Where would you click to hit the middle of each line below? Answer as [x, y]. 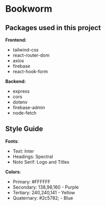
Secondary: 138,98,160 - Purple [46, 187]
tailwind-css [25, 50]
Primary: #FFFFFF [32, 182]
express [21, 91]
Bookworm [29, 9]
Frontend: [16, 40]
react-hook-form [30, 71]
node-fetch [24, 113]
